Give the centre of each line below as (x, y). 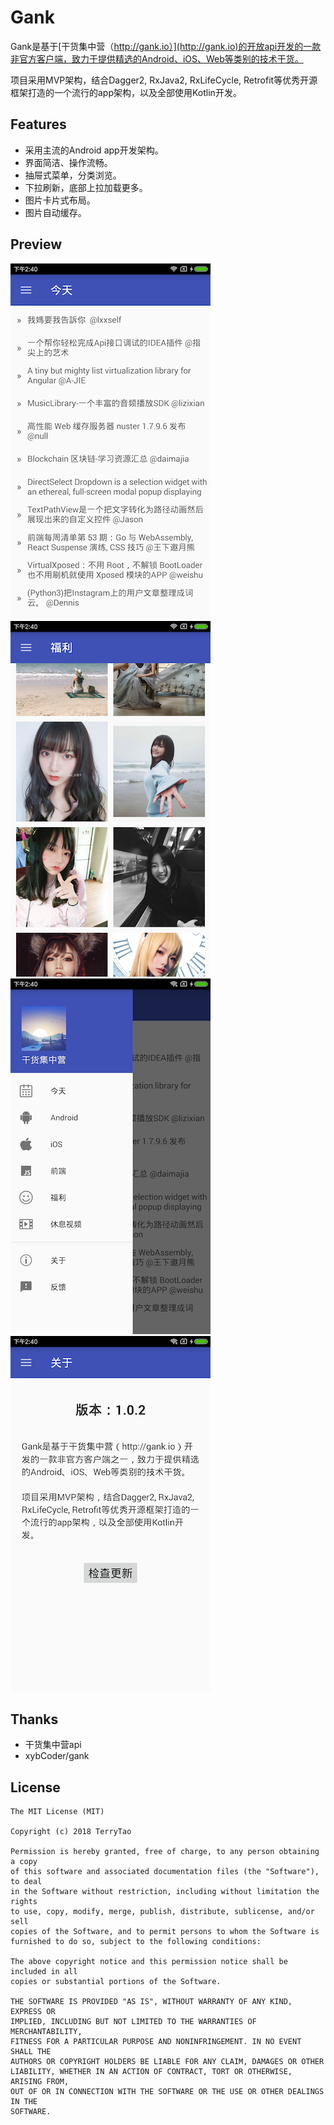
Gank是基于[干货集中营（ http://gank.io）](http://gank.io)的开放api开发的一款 (166, 46)
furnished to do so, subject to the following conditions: (136, 1942)
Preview (36, 244)
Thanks (34, 1719)
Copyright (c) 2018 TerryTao (71, 1832)
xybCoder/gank (57, 1756)
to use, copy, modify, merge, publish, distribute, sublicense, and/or (162, 1912)
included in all (44, 1972)
